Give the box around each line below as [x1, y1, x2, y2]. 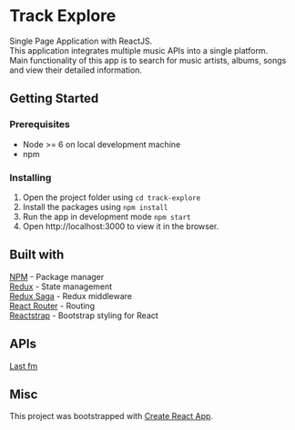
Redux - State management [9, 281, 113, 292]
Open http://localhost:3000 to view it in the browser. [22, 220, 219, 232]
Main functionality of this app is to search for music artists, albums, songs [9, 55, 287, 65]
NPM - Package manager [9, 271, 105, 282]
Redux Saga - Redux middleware [9, 290, 133, 301]
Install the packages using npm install [22, 201, 168, 212]
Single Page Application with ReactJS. [9, 35, 153, 46]
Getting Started [9, 91, 99, 106]
